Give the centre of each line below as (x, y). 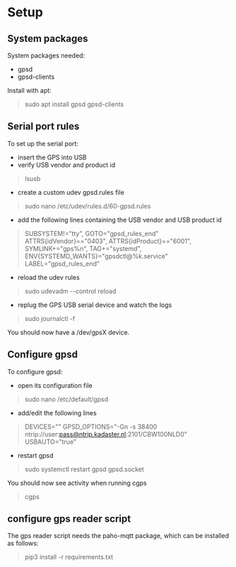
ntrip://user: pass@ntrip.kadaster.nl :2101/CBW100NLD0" (106, 434)
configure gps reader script (69, 519)
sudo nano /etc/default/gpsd (66, 399)
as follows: (23, 544)
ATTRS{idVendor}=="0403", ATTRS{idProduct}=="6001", (108, 241)
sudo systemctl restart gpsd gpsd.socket (84, 469)
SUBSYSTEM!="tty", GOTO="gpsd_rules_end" (92, 233)
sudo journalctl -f (50, 318)
